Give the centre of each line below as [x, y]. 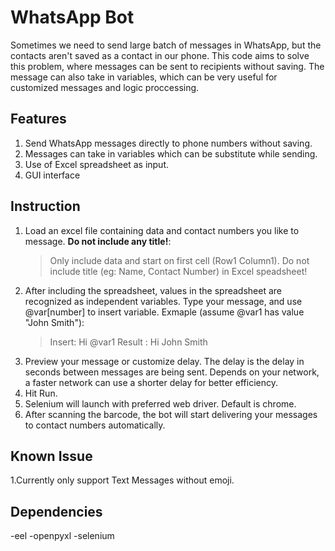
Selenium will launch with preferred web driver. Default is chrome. [160, 403]
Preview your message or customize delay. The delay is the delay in [164, 361]
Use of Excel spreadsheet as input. [97, 164]
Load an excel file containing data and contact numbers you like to [162, 230]
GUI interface [52, 175]
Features [38, 119]
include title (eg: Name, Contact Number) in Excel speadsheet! [178, 271]
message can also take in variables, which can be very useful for [144, 77]
